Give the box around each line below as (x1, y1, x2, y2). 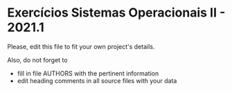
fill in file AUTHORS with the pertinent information (17, 69, 159, 77)
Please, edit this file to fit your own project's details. (7, 42, 155, 50)
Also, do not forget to (7, 55, 68, 64)
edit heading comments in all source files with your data (17, 76, 177, 84)
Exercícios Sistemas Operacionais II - (7, 5, 226, 21)
